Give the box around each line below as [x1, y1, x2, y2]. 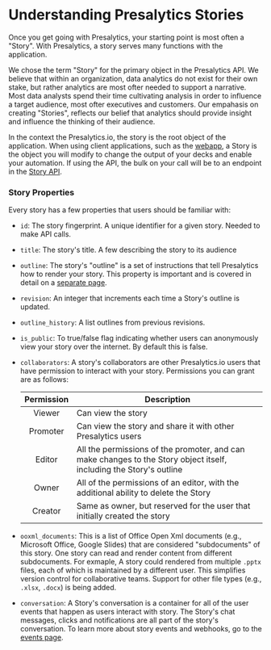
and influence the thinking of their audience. [8, 116, 156, 126]
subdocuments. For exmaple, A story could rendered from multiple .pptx [19, 557, 262, 567]
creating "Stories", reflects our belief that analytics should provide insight [8, 107, 252, 118]
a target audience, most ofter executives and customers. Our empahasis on [8, 99, 259, 109]
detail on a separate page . [19, 278, 107, 287]
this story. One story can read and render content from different [19, 548, 232, 558]
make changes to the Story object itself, [76, 454, 227, 465]
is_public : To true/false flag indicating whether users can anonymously [19, 333, 259, 343]
